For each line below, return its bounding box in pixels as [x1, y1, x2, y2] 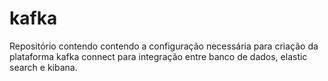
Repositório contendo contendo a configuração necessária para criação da [9, 40, 319, 52]
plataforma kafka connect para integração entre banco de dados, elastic [9, 50, 308, 62]
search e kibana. [9, 61, 78, 73]
